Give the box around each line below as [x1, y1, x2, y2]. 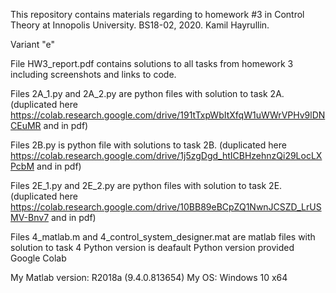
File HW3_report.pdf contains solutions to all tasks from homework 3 [10, 58, 294, 69]
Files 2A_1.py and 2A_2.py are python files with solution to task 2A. [10, 88, 285, 99]
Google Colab [10, 252, 67, 264]
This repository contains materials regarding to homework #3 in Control [10, 9, 305, 20]
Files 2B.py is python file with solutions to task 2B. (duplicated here [10, 139, 287, 151]
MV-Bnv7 [10, 212, 50, 223]
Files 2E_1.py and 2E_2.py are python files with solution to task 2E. [10, 180, 283, 191]
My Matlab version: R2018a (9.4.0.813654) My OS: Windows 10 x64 [10, 272, 288, 283]
